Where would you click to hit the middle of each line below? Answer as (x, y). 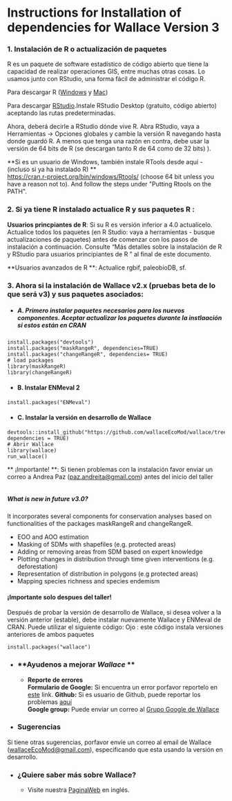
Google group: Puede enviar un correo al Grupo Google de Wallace (123, 709)
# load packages (30, 360)
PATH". (17, 191)
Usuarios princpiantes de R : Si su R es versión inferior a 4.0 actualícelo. (110, 225)
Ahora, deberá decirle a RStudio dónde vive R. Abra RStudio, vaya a (104, 127)
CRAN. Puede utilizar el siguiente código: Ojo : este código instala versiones (115, 627)
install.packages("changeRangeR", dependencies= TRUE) (88, 354)
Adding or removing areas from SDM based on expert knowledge (110, 552)
